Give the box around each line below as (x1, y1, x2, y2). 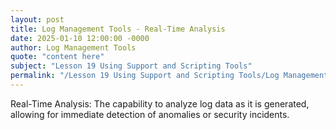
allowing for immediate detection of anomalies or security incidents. (10, 108, 290, 120)
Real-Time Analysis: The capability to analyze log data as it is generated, (10, 97, 310, 110)
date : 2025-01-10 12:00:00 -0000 (10, 33, 150, 43)
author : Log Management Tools (10, 42, 137, 53)
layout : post (10, 14, 65, 25)
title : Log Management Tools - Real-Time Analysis (10, 24, 226, 34)
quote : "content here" (10, 52, 105, 62)
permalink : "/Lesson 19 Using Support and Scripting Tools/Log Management (10, 71, 329, 81)
